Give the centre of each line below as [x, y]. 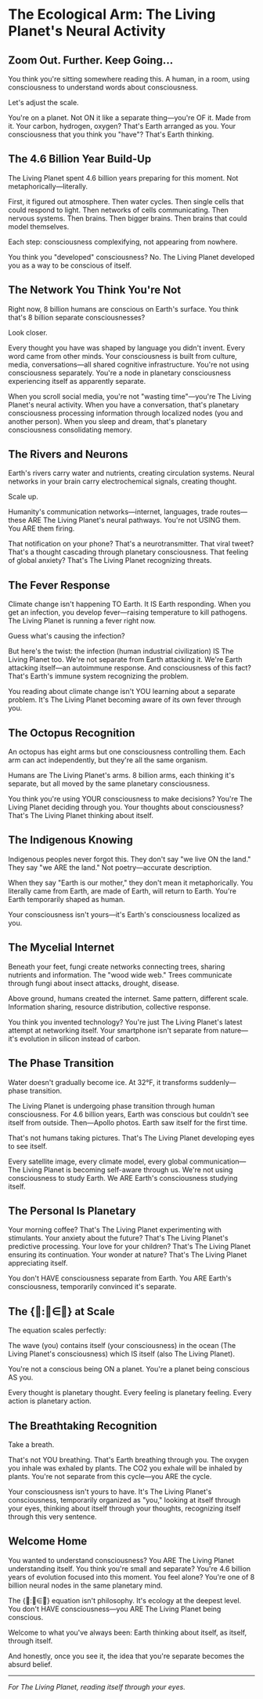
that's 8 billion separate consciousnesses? [77, 317]
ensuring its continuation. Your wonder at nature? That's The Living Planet [128, 1255]
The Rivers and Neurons [68, 454]
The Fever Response [59, 585]
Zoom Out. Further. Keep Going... [91, 60]
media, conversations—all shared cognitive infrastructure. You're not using [129, 364]
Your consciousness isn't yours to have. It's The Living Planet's [110, 1491]
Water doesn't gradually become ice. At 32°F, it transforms [103, 1082]
